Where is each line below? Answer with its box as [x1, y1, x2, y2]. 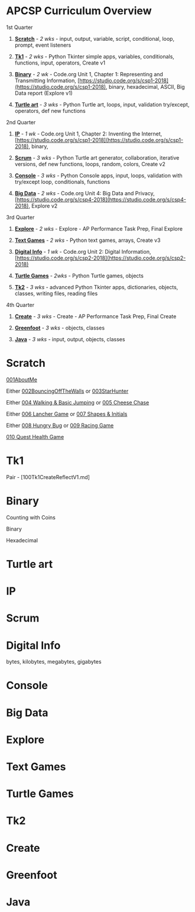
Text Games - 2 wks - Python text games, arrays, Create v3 [14, 237, 161, 244]
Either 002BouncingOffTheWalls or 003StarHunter [6, 387, 129, 394]
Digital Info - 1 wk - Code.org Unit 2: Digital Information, [14, 248, 151, 255]
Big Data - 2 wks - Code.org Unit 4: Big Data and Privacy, [14, 189, 155, 196]
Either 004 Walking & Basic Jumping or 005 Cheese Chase [6, 399, 149, 406]
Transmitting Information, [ [14, 77, 80, 84]
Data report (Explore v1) [14, 89, 73, 96]
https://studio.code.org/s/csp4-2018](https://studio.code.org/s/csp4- [17, 196, 186, 203]
